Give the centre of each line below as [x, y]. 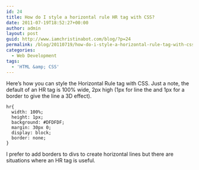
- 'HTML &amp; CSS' [36, 67]
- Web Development [34, 56]
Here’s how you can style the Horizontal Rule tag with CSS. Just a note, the [98, 84]
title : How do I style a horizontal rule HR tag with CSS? [81, 17]
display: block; [31, 133]
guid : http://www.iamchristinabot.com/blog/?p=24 [69, 39]
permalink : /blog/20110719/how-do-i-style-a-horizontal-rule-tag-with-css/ [102, 45]
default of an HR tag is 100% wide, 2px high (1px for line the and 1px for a [95, 90]
